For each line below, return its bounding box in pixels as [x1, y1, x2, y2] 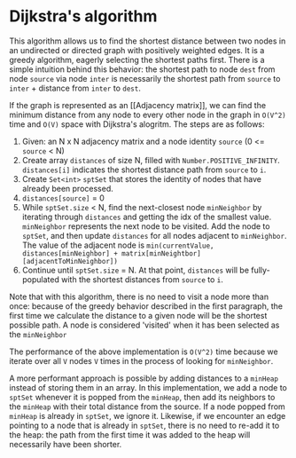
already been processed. [21, 183, 113, 193]
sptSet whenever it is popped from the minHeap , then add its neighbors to [9, 391, 276, 402]
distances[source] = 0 [21, 193, 105, 203]
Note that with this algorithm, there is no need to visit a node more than [9, 291, 269, 302]
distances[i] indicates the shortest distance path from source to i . [21, 164, 267, 175]
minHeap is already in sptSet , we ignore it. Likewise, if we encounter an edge [9, 410, 286, 421]
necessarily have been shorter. [9, 438, 122, 449]
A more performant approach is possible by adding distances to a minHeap [9, 373, 279, 383]
